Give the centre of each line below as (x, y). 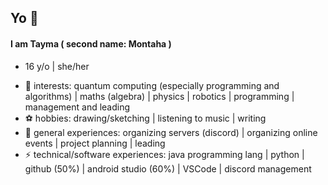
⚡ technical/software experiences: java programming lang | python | (164, 154)
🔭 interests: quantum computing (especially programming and (152, 85)
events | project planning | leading (95, 143)
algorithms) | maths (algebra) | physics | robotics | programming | (159, 96)
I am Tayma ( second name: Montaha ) (91, 43)
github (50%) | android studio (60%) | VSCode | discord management (168, 168)
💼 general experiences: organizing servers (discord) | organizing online (171, 132)
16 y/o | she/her (57, 66)
